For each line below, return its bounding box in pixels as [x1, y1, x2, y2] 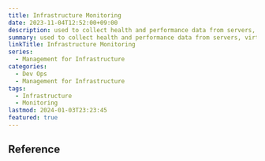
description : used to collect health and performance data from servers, [8, 26, 256, 34]
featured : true [8, 114, 58, 122]
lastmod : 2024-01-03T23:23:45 [8, 107, 108, 115]
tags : [8, 84, 26, 93]
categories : [8, 63, 47, 71]
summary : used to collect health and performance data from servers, [8, 33, 242, 42]
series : [8, 48, 34, 56]
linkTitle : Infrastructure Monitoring [8, 41, 136, 49]
